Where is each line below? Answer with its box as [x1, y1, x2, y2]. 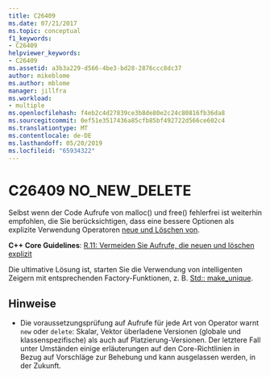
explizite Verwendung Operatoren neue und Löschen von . [8, 225, 200, 234]
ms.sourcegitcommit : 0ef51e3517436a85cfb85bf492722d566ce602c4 [8, 117, 226, 125]
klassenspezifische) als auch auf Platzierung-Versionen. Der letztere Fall [19, 335, 261, 345]
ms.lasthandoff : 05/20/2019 [8, 139, 103, 147]
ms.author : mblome [8, 79, 70, 87]
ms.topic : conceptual [8, 27, 81, 35]
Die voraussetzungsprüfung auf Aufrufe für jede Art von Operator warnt [19, 318, 260, 328]
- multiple [8, 101, 45, 110]
